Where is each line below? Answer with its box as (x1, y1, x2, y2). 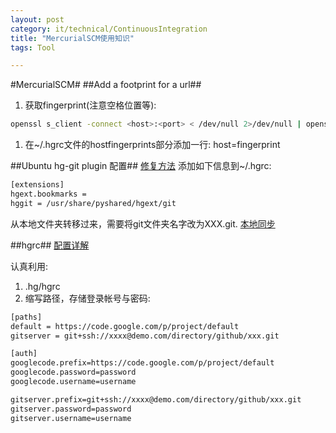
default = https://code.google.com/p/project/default (10, 321, 240, 331)
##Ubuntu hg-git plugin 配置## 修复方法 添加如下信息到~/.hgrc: (10, 160, 272, 172)
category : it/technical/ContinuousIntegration (10, 24, 208, 34)
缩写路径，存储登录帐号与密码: (24, 292, 151, 304)
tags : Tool (10, 42, 56, 53)
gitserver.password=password (10, 404, 132, 414)
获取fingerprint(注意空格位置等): (24, 99, 157, 111)
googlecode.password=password (10, 367, 137, 378)
